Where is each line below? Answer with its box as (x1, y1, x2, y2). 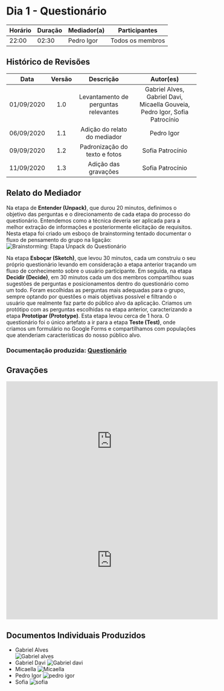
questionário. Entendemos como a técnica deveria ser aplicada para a (6, 216, 180, 224)
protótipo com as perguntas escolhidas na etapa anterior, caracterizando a (6, 305, 192, 313)
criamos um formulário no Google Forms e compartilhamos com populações (6, 325, 196, 332)
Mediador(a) (68, 26, 105, 34)
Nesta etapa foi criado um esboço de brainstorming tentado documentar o (6, 230, 191, 237)
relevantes (89, 108, 119, 116)
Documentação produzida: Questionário (6, 346, 127, 355)
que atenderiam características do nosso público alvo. (6, 331, 142, 339)
